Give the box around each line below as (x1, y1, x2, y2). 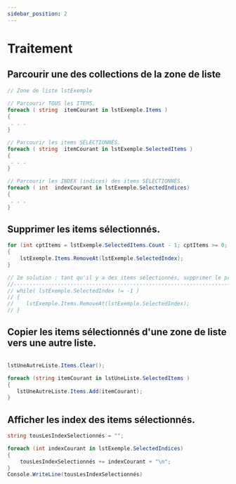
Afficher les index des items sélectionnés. (7, 414, 195, 426)
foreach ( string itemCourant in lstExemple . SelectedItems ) (7, 145, 193, 152)
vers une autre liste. (7, 337, 97, 349)
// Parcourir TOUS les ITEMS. (7, 100, 96, 107)
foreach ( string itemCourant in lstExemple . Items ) (7, 107, 169, 114)
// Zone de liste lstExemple (7, 87, 93, 94)
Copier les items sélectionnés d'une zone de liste (7, 326, 227, 338)
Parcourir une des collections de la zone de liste (7, 68, 221, 81)
